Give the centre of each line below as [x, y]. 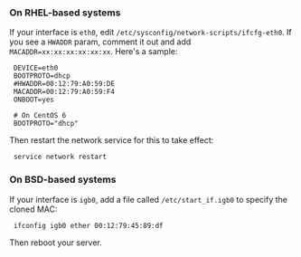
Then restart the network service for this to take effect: [112, 140]
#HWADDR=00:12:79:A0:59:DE [64, 84]
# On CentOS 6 [40, 116]
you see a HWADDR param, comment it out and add [100, 42]
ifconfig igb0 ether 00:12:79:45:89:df [89, 225]
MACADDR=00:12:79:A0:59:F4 [64, 92]
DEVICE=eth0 [36, 68]
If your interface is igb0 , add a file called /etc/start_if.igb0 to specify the [148, 199]
